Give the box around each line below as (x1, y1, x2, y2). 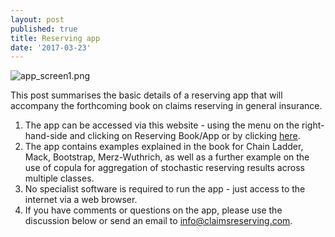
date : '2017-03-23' (10, 42, 92, 53)
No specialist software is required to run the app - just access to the (24, 183, 306, 195)
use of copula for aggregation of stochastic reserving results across (24, 162, 305, 174)
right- (301, 119, 325, 131)
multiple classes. (24, 172, 95, 185)
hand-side (24, 130, 68, 142)
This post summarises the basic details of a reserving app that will (10, 89, 283, 101)
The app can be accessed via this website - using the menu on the (24, 119, 300, 131)
